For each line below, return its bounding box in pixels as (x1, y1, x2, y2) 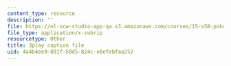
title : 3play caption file (7, 42, 85, 49)
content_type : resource (7, 10, 76, 17)
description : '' (7, 16, 54, 23)
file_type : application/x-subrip (7, 29, 103, 36)
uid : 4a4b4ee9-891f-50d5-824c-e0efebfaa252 (7, 49, 134, 56)
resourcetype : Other (7, 36, 67, 43)
